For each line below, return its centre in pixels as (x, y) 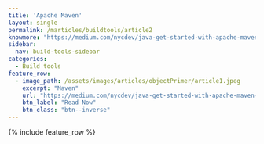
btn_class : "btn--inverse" (66, 110)
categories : (27, 59)
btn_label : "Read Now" (59, 103)
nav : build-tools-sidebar (58, 52)
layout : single (33, 23)
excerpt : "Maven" (51, 88)
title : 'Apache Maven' (45, 15)
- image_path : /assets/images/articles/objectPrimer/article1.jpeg (128, 81)
